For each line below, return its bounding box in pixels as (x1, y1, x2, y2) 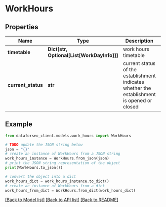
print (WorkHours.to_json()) (5, 165, 63, 170)
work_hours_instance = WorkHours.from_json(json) (5, 156, 110, 161)
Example (5, 120, 33, 129)
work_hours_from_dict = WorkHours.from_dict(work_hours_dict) (5, 188, 136, 193)
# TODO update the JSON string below (5, 142, 83, 147)
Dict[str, (47, 46, 68, 52)
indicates (123, 79, 144, 85)
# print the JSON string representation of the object (5, 160, 121, 166)
